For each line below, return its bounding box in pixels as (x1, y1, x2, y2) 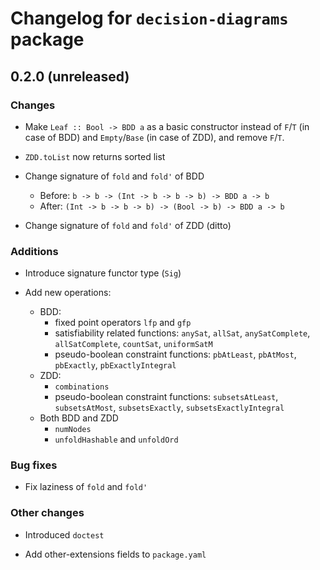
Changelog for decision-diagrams (10, 7, 289, 30)
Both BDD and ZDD (39, 412, 119, 424)
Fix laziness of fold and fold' (24, 481, 148, 493)
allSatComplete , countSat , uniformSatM (54, 338, 213, 350)
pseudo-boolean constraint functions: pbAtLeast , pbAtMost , (54, 348, 297, 361)
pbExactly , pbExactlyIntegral (54, 359, 177, 371)
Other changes (10, 506, 85, 520)
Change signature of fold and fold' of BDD (24, 170, 205, 182)
